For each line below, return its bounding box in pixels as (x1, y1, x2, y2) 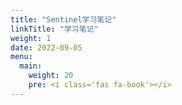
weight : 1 (10, 33, 52, 43)
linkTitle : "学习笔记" (10, 24, 99, 34)
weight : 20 (28, 71, 74, 81)
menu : (10, 52, 33, 62)
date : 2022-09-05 (10, 42, 83, 53)
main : (19, 61, 43, 71)
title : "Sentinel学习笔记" (10, 14, 117, 25)
